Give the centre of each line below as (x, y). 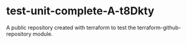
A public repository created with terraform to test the (71, 27)
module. (43, 33)
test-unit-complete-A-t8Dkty (80, 11)
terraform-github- (159, 27)
